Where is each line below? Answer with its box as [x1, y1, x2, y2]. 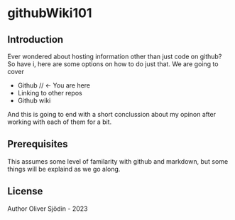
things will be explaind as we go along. [7, 164, 121, 173]
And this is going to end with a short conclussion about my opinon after [7, 110, 217, 118]
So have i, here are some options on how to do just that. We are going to [7, 60, 219, 68]
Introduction [7, 33, 64, 46]
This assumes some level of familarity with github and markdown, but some [7, 157, 229, 165]
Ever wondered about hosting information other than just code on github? [7, 52, 222, 61]
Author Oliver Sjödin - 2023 [7, 204, 88, 213]
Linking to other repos [17, 89, 83, 97]
